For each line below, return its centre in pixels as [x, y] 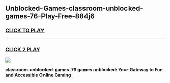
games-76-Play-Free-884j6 [50, 16]
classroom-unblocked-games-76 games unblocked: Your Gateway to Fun [84, 69]
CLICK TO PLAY [25, 31]
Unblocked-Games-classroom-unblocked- [74, 8]
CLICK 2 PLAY [23, 49]
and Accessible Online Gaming [38, 75]
